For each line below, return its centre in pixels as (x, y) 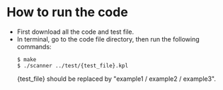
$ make (27, 59)
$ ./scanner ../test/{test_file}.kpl (73, 65)
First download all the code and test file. (75, 32)
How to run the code (67, 12)
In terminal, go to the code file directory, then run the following (108, 39)
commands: (34, 46)
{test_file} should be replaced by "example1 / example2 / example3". (116, 79)
